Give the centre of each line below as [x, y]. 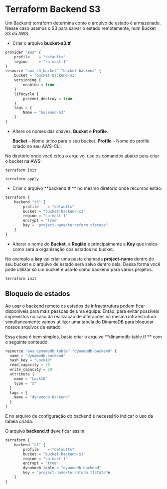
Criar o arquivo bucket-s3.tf [42, 43]
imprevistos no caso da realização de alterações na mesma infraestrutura [81, 316]
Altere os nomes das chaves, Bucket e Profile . [60, 131]
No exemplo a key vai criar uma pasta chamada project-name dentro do [80, 259]
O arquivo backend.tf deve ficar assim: [45, 431]
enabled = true [39, 85]
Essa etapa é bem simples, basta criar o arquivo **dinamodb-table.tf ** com [83, 337]
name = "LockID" [31, 379]
